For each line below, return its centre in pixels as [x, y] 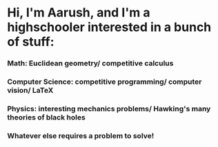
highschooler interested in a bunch [109, 27]
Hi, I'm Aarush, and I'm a [79, 13]
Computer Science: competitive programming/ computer [105, 82]
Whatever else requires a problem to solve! [81, 135]
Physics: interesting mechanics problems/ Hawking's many [109, 109]
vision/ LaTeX [30, 91]
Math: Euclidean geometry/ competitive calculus [90, 63]
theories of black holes [47, 117]
